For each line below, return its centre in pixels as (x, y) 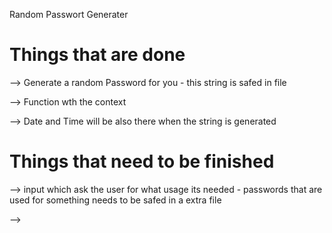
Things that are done (97, 55)
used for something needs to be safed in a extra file (115, 200)
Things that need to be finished (142, 161)
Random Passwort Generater (69, 14)
